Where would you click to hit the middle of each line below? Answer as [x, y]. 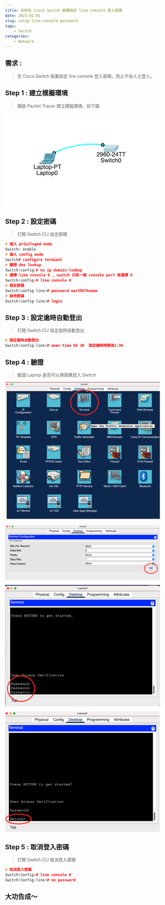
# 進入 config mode [24, 254]
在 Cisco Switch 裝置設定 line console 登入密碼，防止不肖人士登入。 [86, 76]
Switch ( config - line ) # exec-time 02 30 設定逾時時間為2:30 [64, 346]
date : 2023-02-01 [23, 15]
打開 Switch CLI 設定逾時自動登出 [51, 331]
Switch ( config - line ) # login [34, 301]
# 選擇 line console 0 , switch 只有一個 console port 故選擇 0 [69, 275]
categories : [17, 36]
